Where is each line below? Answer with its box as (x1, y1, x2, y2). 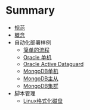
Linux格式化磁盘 (23, 97, 63, 104)
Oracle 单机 (23, 54, 52, 61)
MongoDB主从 (23, 75, 59, 82)
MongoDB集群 (23, 82, 59, 89)
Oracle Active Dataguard (23, 60, 84, 67)
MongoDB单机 (23, 67, 59, 74)
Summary (5, 4, 55, 17)
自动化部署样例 (14, 39, 51, 46)
